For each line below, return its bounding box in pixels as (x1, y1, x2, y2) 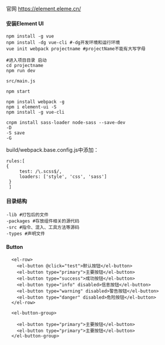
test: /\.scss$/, (19, 168, 62, 175)
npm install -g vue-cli (6, 109, 65, 116)
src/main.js (6, 78, 35, 84)
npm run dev (6, 68, 35, 74)
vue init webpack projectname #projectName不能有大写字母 (6, 46, 146, 52)
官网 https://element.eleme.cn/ (6, 5, 81, 12)
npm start (6, 88, 31, 95)
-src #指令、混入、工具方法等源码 (6, 225, 80, 231)
